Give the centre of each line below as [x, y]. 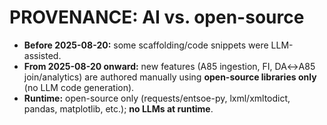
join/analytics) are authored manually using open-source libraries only [170, 77]
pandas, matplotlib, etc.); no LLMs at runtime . [118, 108]
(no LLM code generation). [79, 87]
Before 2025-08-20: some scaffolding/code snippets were [146, 45]
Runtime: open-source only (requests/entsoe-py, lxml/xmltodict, [157, 98]
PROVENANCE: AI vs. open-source [157, 17]
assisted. [42, 55]
